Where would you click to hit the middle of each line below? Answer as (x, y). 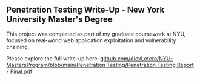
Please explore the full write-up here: (52, 58)
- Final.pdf (19, 71)
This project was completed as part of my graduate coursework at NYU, (96, 34)
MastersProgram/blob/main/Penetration (56, 65)
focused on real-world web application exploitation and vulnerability (91, 40)
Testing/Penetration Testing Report (150, 65)
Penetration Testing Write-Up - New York (85, 10)
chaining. (18, 47)
